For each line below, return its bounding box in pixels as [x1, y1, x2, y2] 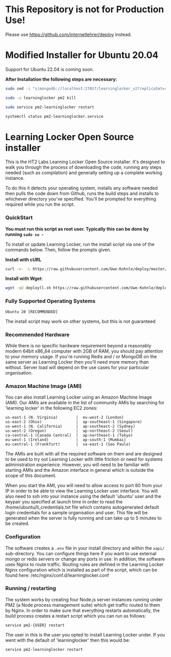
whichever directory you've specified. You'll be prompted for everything [5, 196, 156, 202]
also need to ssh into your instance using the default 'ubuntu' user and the [5, 493, 161, 499]
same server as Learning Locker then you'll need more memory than [5, 359, 149, 365]
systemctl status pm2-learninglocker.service [5, 114, 103, 119]
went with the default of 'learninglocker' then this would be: [5, 637, 131, 643]
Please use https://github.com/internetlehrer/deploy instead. [5, 31, 132, 37]
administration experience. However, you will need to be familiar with [5, 462, 150, 468]
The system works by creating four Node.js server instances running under [5, 596, 163, 602]
